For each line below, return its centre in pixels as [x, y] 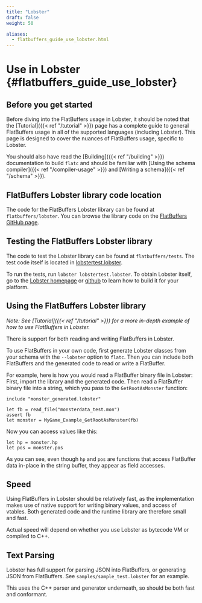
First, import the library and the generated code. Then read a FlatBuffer [94, 381]
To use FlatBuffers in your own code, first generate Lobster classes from [96, 350]
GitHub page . [23, 222]
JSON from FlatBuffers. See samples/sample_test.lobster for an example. [98, 576]
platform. [17, 287]
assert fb [19, 415]
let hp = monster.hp [32, 442]
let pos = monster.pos [35, 448]
